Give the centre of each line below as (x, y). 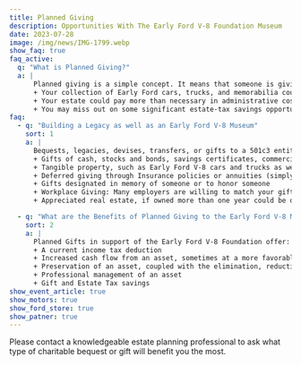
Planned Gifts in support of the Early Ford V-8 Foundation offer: (162, 242)
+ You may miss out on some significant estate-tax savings (147, 109)
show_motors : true (43, 300)
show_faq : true (38, 51)
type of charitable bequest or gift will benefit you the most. (118, 352)
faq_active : (31, 59)
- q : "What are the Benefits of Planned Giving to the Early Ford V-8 (152, 216)
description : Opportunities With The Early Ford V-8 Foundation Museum (146, 26)
